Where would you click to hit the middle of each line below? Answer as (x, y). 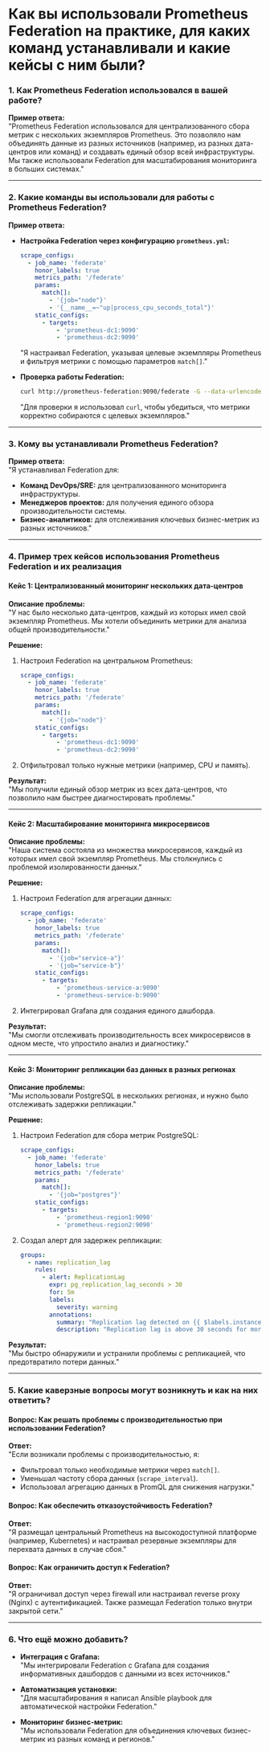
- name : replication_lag (69, 1263)
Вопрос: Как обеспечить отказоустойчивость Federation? (110, 1506)
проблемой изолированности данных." (75, 867)
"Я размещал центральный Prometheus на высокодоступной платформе (133, 1532)
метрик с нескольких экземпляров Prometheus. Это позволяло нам (125, 135)
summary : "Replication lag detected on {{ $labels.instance (159, 1322)
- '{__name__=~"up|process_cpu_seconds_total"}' (132, 307)
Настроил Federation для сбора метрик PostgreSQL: (109, 1136)
